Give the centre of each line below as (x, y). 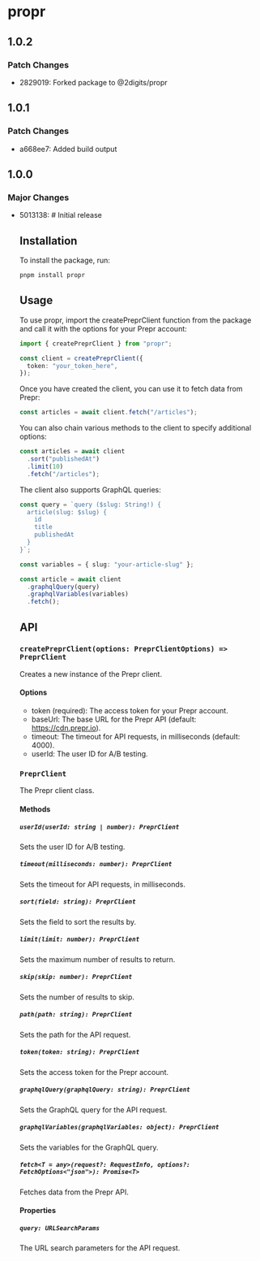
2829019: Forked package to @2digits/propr (93, 82)
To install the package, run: (64, 260)
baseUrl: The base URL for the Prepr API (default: (114, 719)
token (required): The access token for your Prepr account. (130, 711)
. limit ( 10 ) (45, 466)
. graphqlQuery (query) (64, 587)
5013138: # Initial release (60, 215)
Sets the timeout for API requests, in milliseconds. (102, 884)
